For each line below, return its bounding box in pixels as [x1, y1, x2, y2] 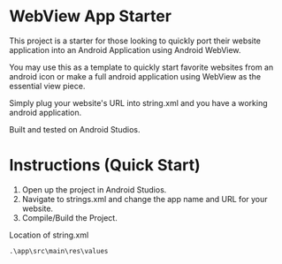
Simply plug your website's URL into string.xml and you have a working [9, 97, 268, 108]
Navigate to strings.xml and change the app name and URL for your [21, 193, 268, 204]
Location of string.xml [9, 230, 89, 240]
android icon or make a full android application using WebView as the [9, 71, 262, 81]
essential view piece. [9, 80, 86, 91]
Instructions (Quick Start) [9, 155, 201, 176]
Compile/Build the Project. [21, 212, 118, 223]
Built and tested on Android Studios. [9, 124, 141, 134]
